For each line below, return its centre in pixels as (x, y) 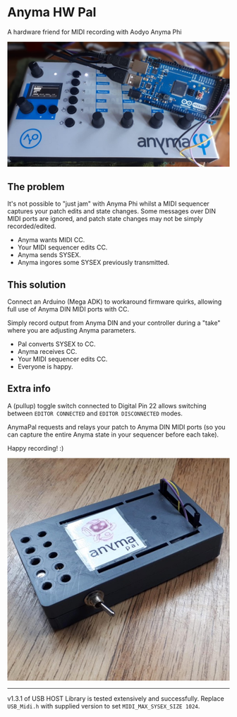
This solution (37, 284)
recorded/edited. (32, 226)
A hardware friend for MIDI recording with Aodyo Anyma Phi (95, 32)
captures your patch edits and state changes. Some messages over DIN (112, 211)
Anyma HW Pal (52, 12)
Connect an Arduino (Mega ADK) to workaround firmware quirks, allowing (115, 302)
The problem (36, 187)
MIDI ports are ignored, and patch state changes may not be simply (105, 219)
